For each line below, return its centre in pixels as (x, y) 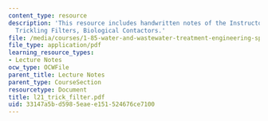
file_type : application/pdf (55, 45)
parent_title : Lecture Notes (57, 75)
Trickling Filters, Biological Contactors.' (91, 30)
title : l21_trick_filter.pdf (57, 97)
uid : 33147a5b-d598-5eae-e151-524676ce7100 (82, 104)
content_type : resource (48, 16)
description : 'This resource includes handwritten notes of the (117, 23)
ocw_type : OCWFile (39, 68)
